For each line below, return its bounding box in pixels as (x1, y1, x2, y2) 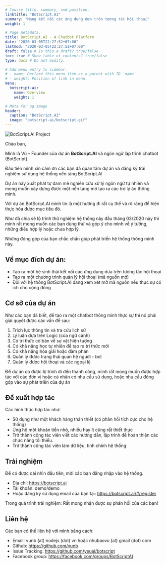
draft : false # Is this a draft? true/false (5, 48, 99, 54)
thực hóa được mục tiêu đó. (5, 206, 61, 212)
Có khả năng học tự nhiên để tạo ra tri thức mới (12, 343, 109, 349)
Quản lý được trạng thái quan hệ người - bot (12, 353, 102, 359)
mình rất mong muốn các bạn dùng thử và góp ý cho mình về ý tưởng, (5, 221, 148, 226)
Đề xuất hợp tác (5, 394, 55, 402)
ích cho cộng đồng (12, 284, 51, 290)
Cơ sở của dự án (5, 299, 56, 308)
